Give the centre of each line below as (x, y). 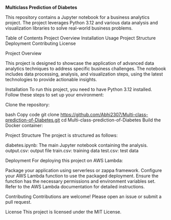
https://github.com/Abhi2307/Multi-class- (104, 115)
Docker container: (24, 125)
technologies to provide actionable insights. (51, 79)
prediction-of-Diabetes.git (33, 120)
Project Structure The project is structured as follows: (62, 135)
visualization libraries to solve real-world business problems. (69, 28)
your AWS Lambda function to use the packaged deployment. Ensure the (82, 176)
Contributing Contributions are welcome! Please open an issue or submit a (83, 197)
